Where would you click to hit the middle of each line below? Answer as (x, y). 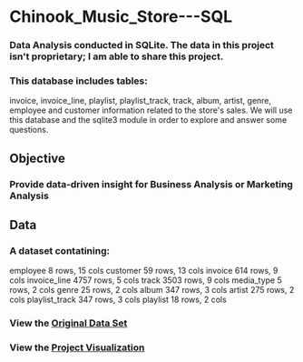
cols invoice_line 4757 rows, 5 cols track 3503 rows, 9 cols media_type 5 (146, 280)
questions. (29, 130)
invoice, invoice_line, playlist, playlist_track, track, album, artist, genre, (141, 101)
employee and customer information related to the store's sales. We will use (151, 110)
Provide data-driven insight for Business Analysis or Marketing (151, 184)
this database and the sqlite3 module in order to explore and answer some (148, 120)
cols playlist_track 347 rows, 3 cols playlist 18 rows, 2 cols (118, 300)
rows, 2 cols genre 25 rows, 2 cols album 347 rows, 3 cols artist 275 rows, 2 (152, 290)
